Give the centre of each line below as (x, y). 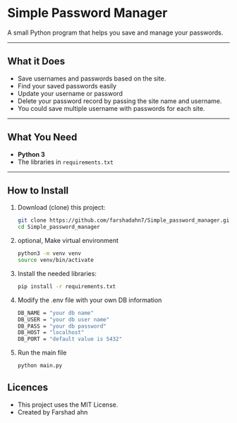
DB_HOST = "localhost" (51, 333)
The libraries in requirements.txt (66, 162)
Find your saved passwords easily (67, 85)
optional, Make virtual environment (68, 241)
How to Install (38, 190)
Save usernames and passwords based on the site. (92, 78)
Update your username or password (70, 93)
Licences (28, 387)
